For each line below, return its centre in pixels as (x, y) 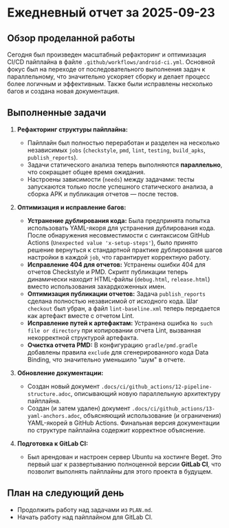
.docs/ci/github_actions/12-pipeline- (156, 387)
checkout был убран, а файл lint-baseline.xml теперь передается (123, 308)
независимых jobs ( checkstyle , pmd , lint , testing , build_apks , (117, 150)
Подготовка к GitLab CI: (52, 443)
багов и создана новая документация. (63, 91)
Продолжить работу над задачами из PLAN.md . (85, 509)
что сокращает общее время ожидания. (86, 172)
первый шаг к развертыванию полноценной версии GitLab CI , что (124, 464)
